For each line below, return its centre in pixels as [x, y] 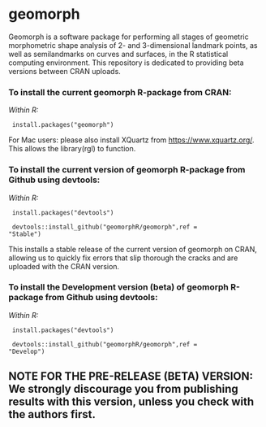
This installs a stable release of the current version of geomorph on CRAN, [133, 249]
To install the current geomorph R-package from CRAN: [120, 92]
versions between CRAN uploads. [65, 71]
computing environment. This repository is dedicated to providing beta [127, 63]
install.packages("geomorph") [63, 125]
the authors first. [52, 414]
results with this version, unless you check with [131, 402]
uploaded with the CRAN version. [64, 266]
